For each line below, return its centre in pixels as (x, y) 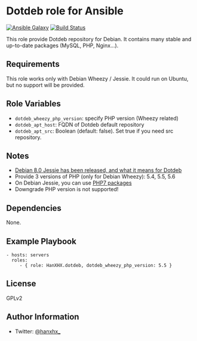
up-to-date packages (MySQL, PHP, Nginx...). (62, 45)
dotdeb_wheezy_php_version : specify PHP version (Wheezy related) (97, 118)
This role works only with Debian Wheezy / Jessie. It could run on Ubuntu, (97, 78)
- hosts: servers (28, 255)
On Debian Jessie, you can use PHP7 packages (73, 183)
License (21, 284)
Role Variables (33, 104)
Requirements (33, 64)
